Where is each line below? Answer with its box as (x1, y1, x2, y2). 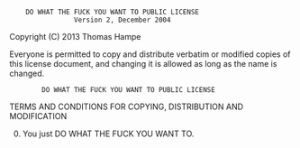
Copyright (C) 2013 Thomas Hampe (9, 32, 141, 42)
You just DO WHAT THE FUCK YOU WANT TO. (22, 128, 195, 139)
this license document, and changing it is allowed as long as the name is (9, 59, 277, 69)
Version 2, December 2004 (73, 15, 171, 24)
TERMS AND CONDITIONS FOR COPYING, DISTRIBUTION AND (9, 101, 244, 112)
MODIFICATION (9, 111, 68, 121)
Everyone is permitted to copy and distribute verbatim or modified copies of (9, 49, 291, 60)
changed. (9, 68, 45, 79)
